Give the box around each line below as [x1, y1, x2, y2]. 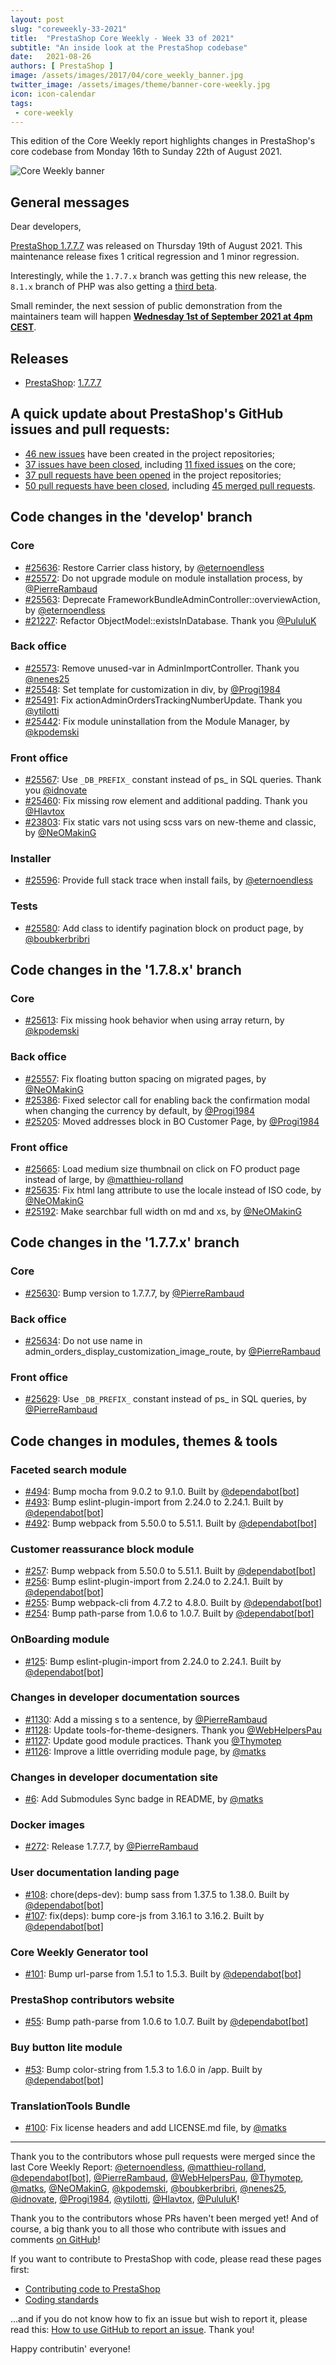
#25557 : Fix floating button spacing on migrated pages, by [24, 1072, 267, 1085]
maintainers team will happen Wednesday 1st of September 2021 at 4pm [10, 311, 313, 323]
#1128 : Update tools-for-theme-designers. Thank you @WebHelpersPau [24, 1724, 323, 1736]
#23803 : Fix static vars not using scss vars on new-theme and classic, [24, 816, 317, 828]
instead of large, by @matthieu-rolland [24, 1173, 184, 1185]
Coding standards [24, 2293, 99, 2305]
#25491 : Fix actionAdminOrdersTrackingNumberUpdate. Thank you [24, 694, 303, 706]
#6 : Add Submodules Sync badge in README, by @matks [24, 1793, 264, 1805]
